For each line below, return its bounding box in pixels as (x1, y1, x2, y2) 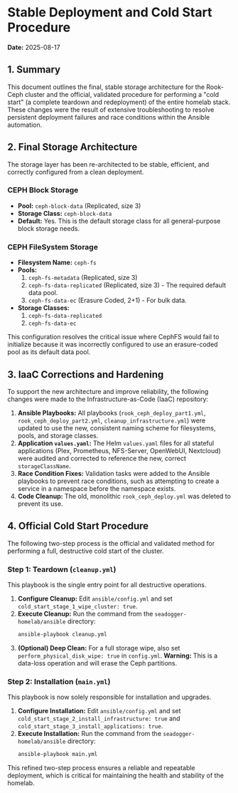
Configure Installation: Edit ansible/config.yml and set (17, 707, 181, 715)
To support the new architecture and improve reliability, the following (7, 387, 209, 395)
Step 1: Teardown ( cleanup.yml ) (7, 564, 117, 574)
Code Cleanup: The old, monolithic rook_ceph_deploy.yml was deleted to (17, 492, 231, 500)
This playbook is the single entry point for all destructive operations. (7, 581, 207, 589)
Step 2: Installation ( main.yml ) (7, 676, 111, 686)
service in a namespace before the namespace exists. (17, 484, 176, 492)
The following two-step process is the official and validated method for (7, 539, 215, 547)
